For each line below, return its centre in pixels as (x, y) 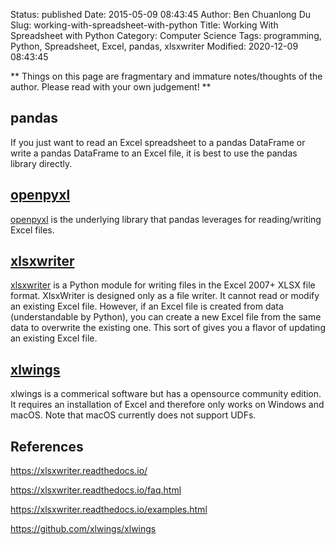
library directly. (41, 163)
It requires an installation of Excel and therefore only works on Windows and (167, 405)
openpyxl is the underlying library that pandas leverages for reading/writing (166, 219)
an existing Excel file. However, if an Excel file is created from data (147, 306)
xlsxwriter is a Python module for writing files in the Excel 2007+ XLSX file (163, 285)
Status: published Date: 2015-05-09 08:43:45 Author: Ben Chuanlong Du (161, 14)
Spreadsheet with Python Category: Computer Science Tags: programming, (166, 35)
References (47, 446)
